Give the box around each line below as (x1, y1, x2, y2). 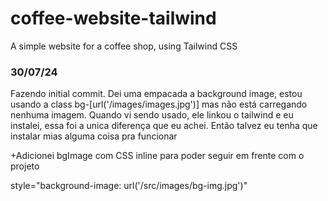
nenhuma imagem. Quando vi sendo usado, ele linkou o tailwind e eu (10, 109, 294, 121)
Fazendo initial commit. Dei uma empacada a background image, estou (10, 88, 303, 100)
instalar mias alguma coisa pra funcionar (10, 130, 178, 142)
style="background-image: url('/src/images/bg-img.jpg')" (10, 180, 248, 192)
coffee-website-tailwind (10, 7, 217, 30)
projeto (10, 160, 40, 172)
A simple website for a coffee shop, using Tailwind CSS (10, 40, 238, 52)
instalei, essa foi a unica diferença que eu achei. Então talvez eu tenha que (10, 120, 318, 132)
